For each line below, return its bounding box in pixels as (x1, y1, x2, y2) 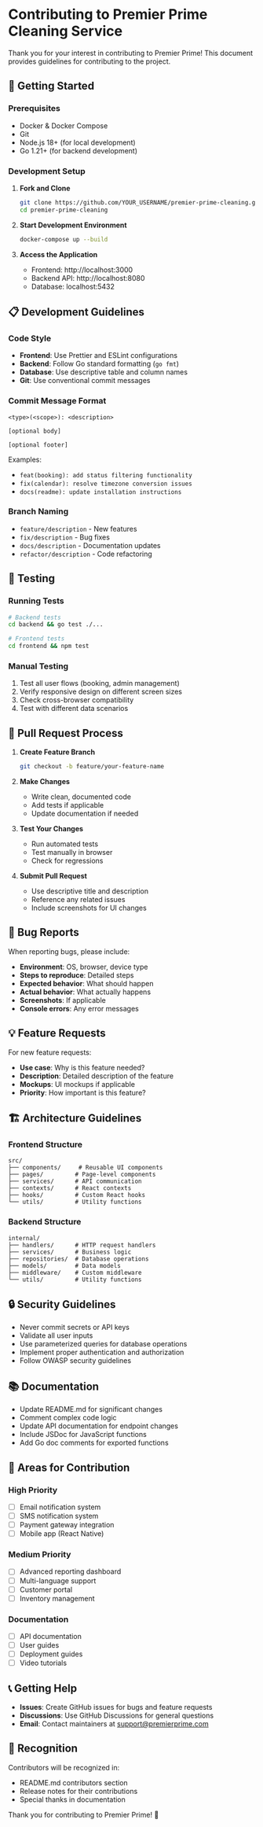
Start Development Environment (19, 220, 127, 230)
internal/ (8, 1234, 41, 1242)
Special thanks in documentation (19, 1795, 126, 1804)
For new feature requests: (8, 1048, 92, 1057)
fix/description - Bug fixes (19, 532, 110, 542)
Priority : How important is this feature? (19, 1088, 147, 1097)
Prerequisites (8, 103, 60, 114)
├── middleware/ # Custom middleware (8, 1269, 143, 1276)
